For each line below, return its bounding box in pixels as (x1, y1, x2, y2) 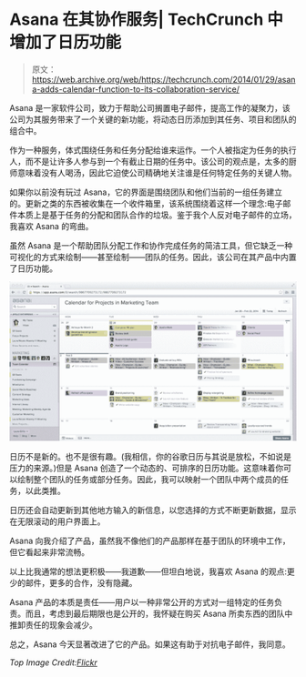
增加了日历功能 (9, 32, 122, 53)
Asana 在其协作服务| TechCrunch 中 (9, 9, 284, 30)
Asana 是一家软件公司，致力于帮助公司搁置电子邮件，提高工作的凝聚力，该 (9, 102, 291, 113)
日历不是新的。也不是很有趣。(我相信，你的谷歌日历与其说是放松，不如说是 (9, 451, 292, 462)
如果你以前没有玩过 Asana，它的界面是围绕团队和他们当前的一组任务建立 (9, 187, 282, 197)
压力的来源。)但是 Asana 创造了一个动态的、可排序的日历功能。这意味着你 (9, 462, 284, 474)
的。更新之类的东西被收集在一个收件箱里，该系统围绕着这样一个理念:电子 (9, 197, 284, 208)
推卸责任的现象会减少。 (9, 620, 97, 631)
